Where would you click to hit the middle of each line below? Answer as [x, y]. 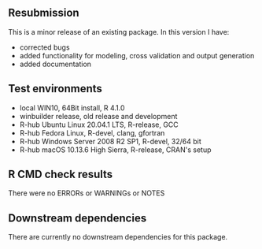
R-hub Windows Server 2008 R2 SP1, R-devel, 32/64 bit [111, 141]
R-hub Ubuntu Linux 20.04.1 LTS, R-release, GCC [99, 124]
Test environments [55, 89]
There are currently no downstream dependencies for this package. [118, 237]
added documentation [55, 64]
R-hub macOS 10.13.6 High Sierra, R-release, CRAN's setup [115, 150]
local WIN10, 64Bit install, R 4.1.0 [72, 108]
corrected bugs [44, 47]
